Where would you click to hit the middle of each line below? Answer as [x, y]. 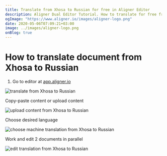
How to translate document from [74, 57]
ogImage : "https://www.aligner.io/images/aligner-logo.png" [69, 19]
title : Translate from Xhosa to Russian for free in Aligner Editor [78, 10]
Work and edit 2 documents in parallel [44, 139]
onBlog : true [19, 33]
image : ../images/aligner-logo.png [42, 28]
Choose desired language [32, 120]
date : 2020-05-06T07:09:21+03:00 [40, 24]
